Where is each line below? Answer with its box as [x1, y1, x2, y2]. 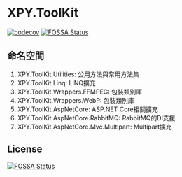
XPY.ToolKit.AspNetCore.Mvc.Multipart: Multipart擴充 [17, 122, 172, 131]
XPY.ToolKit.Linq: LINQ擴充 [17, 78, 96, 87]
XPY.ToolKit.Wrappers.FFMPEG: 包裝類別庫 [17, 87, 143, 96]
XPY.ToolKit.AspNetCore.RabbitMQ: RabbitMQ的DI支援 [17, 113, 176, 122]
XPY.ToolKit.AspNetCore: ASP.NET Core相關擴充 [17, 105, 159, 113]
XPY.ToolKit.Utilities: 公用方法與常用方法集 [17, 70, 140, 78]
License [7, 143, 43, 155]
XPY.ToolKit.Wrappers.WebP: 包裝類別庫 [17, 96, 134, 104]
